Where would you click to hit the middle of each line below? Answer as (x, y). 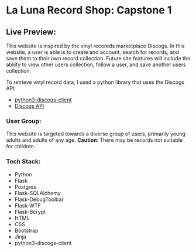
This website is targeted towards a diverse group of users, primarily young (96, 134)
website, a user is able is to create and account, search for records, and (93, 52)
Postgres (25, 187)
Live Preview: (31, 32)
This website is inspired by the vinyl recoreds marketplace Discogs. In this (95, 46)
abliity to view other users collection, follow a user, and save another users (96, 64)
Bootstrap (26, 230)
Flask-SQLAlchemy (38, 193)
